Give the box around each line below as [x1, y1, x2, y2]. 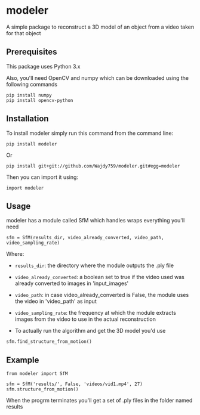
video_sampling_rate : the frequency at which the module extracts [14, 309, 176, 317]
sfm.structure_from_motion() [6, 386, 79, 392]
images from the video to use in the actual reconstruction [14, 315, 156, 323]
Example [6, 355, 39, 365]
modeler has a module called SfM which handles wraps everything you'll [6, 217, 185, 224]
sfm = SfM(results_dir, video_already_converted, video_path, [6, 235, 164, 241]
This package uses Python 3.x [6, 63, 81, 70]
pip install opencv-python [6, 97, 73, 103]
